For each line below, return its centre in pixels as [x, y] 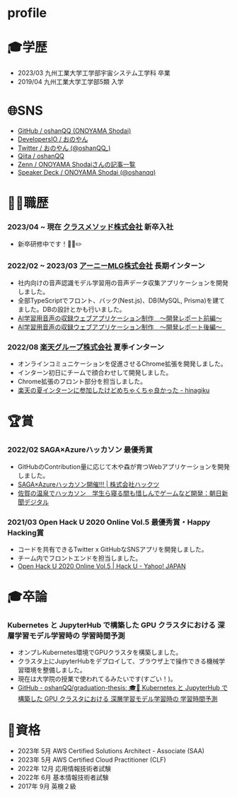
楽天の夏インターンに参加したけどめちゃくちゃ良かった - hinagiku [114, 390]
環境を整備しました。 [55, 670]
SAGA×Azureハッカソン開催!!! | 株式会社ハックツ [88, 484]
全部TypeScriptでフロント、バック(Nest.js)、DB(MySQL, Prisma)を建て [121, 300]
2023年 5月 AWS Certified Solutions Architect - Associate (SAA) [111, 751]
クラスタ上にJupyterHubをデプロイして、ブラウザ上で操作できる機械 [118, 661]
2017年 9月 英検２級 [47, 786]
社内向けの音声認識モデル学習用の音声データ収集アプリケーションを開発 [123, 283]
